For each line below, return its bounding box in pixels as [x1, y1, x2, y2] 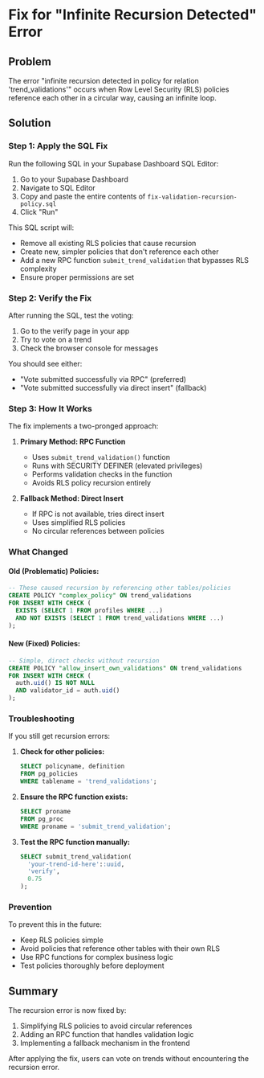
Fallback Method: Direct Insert [19, 494, 124, 503]
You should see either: [8, 359, 83, 368]
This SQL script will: [8, 223, 75, 232]
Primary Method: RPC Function [19, 437, 126, 447]
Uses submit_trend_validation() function [31, 453, 171, 462]
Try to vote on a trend [19, 334, 92, 344]
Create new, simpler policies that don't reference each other [19, 247, 219, 256]
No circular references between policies [31, 527, 164, 536]
